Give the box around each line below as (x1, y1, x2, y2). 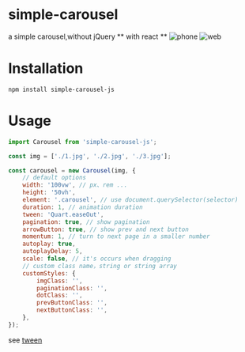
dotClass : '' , (36, 291, 83, 300)
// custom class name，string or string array (22, 262, 178, 270)
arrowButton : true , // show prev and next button (22, 225, 190, 233)
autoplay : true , (22, 240, 77, 248)
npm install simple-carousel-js (8, 85, 115, 93)
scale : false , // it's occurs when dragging (22, 255, 171, 263)
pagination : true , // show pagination (22, 218, 150, 226)
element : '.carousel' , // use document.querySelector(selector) (22, 196, 239, 204)
